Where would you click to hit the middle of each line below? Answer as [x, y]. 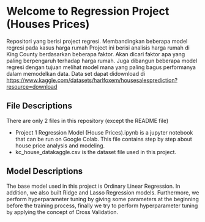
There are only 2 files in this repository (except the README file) [88, 120]
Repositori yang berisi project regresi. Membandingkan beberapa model [97, 41]
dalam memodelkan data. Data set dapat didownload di [76, 73]
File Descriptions [39, 106]
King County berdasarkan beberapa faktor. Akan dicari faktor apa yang [96, 54]
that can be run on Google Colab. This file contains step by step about [104, 139]
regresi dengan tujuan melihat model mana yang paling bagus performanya [101, 67]
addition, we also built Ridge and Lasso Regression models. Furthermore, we [103, 192]
